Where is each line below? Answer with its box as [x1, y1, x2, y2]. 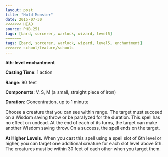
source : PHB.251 [5, 27, 40, 32]
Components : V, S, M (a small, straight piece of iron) [5, 89, 116, 95]
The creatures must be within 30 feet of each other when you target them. [5, 146, 161, 152]
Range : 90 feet [5, 79, 37, 85]
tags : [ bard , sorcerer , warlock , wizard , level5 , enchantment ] [5, 41, 143, 46]
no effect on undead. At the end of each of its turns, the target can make [5, 119, 158, 125]
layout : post [5, 7, 33, 13]
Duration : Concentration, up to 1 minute [5, 99, 89, 105]
